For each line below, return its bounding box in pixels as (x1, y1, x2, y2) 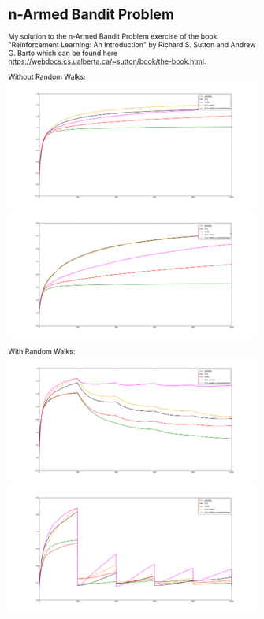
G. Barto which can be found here (8, 48, 118, 57)
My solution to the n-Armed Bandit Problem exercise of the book (8, 32, 218, 41)
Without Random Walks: (8, 72, 86, 81)
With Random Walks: (8, 347, 76, 356)
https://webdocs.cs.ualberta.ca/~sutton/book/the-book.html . (8, 57, 206, 66)
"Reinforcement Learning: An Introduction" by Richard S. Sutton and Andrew (8, 39, 256, 49)
